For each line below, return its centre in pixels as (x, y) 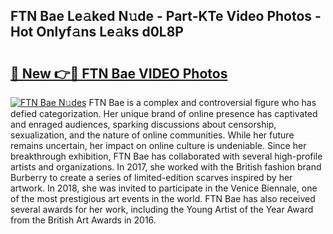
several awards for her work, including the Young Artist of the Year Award (162, 209)
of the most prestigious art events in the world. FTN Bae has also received (163, 198)
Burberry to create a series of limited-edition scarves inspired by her (151, 177)
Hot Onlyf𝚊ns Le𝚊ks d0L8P (97, 32)
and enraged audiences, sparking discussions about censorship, (143, 124)
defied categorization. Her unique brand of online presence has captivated (164, 113)
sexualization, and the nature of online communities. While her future (152, 135)
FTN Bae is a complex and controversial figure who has (202, 102)
